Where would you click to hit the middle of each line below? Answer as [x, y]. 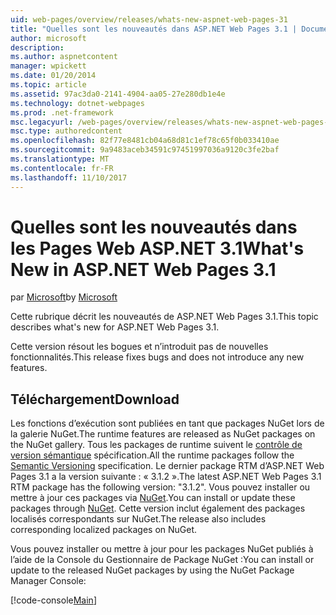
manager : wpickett [48, 66]
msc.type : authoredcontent [66, 131]
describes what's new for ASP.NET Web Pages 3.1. [115, 327]
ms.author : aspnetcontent [64, 57]
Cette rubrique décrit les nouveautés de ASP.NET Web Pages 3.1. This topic [164, 317]
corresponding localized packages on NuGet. [104, 530]
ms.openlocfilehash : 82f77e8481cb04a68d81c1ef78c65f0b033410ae [145, 141]
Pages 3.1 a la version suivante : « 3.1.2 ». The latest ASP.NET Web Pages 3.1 [166, 477]
